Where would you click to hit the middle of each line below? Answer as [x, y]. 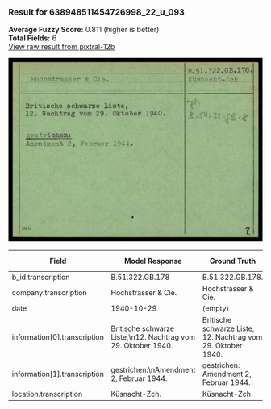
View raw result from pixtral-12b [62, 47]
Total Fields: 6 [33, 38]
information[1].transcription [58, 374]
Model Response [153, 261]
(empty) [216, 308]
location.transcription [47, 394]
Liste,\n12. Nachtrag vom [153, 337]
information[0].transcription [58, 337]
